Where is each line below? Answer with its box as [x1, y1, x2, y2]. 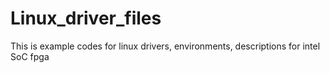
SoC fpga [10, 50, 50, 62]
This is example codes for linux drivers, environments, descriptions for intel [10, 40, 321, 52]
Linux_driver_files [10, 7, 162, 30]
